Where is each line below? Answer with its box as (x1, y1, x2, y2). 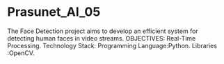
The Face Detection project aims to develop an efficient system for (7, 27, 198, 35)
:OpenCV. (7, 49, 35, 57)
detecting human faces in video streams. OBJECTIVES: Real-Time (7, 34, 196, 42)
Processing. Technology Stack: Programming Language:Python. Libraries (7, 41, 218, 50)
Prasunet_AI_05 (7, 4, 101, 20)
